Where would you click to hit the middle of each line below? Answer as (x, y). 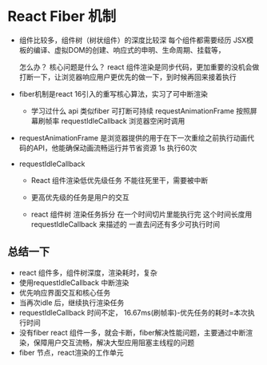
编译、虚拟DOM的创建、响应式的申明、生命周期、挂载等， (129, 50)
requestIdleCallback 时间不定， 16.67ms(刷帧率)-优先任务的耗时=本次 (133, 312)
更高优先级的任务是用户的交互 (80, 197)
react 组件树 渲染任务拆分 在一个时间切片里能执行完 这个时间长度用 (141, 214)
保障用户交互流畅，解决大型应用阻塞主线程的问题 (114, 342)
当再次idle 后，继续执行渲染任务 (72, 302)
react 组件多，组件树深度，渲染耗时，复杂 (88, 272)
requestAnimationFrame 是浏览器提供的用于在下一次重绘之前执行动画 (133, 137)
